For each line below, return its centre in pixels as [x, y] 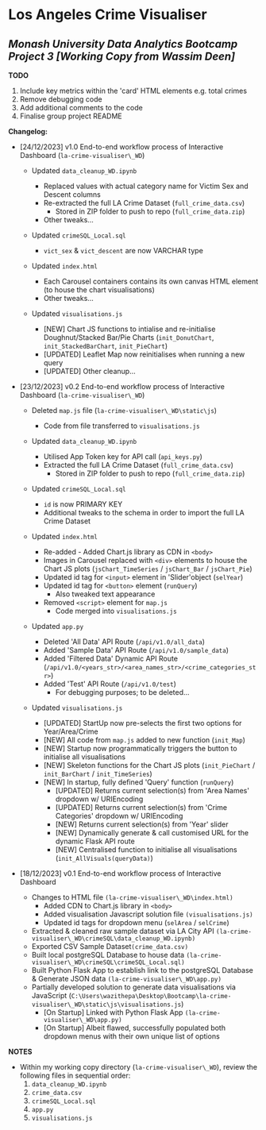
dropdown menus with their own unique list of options [131, 1036]
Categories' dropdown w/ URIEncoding [119, 816]
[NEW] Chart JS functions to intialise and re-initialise [129, 329]
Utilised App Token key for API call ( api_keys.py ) [123, 457]
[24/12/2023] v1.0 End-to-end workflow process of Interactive [121, 147]
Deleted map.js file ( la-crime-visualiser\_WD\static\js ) [124, 410]
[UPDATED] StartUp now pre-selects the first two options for [143, 723]
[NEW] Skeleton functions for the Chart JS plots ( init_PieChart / [149, 765]
